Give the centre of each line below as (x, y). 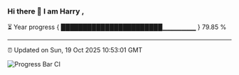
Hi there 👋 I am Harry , (46, 11)
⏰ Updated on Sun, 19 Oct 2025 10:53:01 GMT (75, 50)
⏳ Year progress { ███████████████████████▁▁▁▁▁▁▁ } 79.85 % (117, 27)
